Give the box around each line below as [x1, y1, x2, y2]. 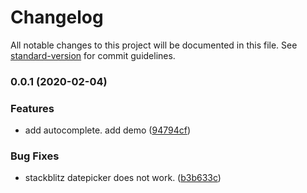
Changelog [10, 6, 104, 29]
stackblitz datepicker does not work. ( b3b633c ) [24, 172, 222, 184]
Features [10, 101, 55, 115]
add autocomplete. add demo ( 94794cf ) [24, 124, 191, 136]
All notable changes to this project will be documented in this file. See [10, 39, 298, 51]
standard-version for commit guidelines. [10, 49, 176, 61]
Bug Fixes [10, 149, 60, 163]
